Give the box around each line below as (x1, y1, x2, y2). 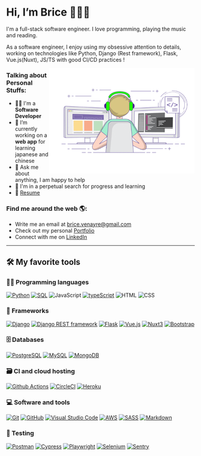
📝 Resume (14, 189, 40, 196)
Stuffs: (6, 86, 27, 94)
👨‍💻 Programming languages (6, 278, 89, 286)
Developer (14, 112, 42, 120)
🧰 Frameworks (6, 306, 49, 315)
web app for (14, 138, 46, 145)
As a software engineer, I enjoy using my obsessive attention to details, (6, 43, 181, 50)
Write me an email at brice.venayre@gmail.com (14, 220, 132, 228)
